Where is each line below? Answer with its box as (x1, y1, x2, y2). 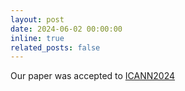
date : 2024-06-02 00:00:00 (10, 24, 123, 34)
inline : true (10, 33, 65, 43)
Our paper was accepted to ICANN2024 (10, 70, 176, 82)
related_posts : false (10, 42, 101, 53)
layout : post (10, 14, 65, 25)
